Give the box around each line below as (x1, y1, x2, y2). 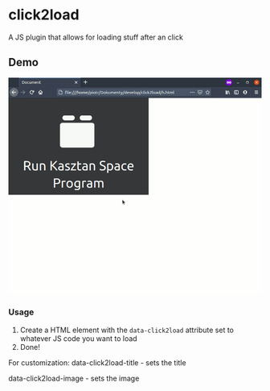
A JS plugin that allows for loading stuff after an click (8, 32, 183, 42)
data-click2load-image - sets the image (8, 373, 140, 383)
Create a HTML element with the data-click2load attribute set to (19, 325, 235, 335)
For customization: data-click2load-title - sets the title (8, 357, 186, 368)
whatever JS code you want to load (19, 333, 138, 343)
